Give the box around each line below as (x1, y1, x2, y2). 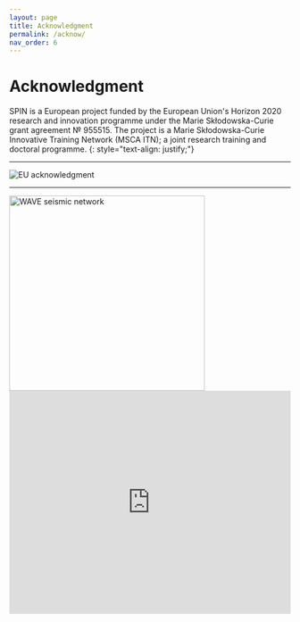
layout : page (9, 12, 58, 22)
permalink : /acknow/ (9, 29, 87, 38)
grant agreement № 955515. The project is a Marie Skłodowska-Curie (9, 125, 265, 136)
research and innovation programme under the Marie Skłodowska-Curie (9, 115, 274, 126)
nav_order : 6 (9, 37, 58, 47)
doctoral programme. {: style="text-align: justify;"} (9, 144, 195, 154)
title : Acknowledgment (9, 21, 94, 30)
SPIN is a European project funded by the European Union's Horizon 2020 (9, 106, 282, 117)
